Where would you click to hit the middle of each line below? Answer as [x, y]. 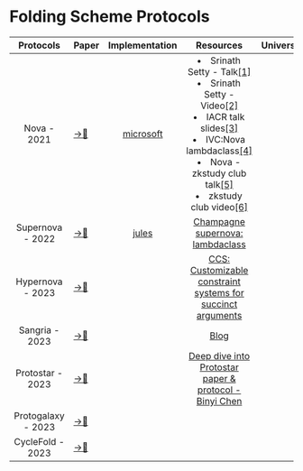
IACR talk [225, 116]
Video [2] [219, 106]
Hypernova [39, 282]
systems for [220, 292]
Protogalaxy [39, 415]
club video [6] [219, 207]
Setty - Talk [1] [220, 71]
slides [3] [219, 128]
